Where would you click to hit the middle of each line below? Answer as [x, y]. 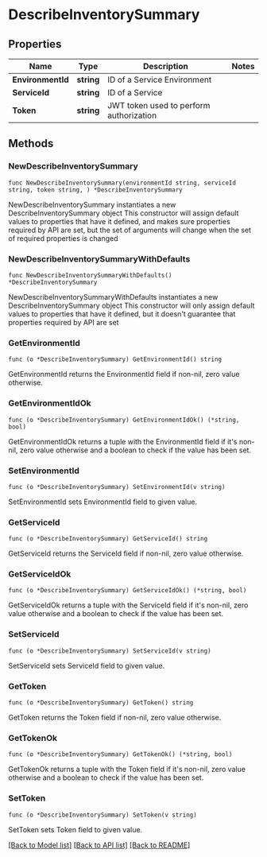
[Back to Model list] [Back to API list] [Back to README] [99, 845]
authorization [132, 115]
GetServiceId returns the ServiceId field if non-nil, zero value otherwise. [126, 553]
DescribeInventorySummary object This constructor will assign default [124, 213]
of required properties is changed [63, 238]
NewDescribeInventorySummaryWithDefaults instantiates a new [113, 297]
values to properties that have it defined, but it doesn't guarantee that [122, 314]
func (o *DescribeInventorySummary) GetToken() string [101, 703]
